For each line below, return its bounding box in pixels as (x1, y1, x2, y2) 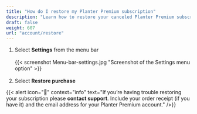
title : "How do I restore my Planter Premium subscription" (6, 8, 157, 15)
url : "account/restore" (6, 30, 64, 36)
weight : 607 (6, 25, 35, 31)
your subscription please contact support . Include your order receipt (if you (6, 95, 191, 102)
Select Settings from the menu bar (14, 46, 99, 53)
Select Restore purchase (14, 77, 76, 85)
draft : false (6, 19, 38, 25)
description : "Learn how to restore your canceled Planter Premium (6, 14, 175, 20)
